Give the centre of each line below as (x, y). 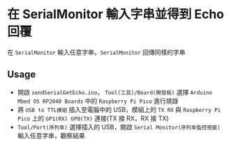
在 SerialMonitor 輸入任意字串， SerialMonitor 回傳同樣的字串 (96, 52)
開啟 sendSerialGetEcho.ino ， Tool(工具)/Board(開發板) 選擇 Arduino (115, 92)
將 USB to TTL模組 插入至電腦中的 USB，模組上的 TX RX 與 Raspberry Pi (119, 109)
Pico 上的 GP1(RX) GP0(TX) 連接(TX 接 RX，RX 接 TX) (93, 118)
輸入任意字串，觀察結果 (51, 136)
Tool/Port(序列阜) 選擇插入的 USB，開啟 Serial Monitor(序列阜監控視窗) (119, 127)
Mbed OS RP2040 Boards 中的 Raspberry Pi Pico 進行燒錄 (98, 101)
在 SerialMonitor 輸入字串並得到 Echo (116, 14)
